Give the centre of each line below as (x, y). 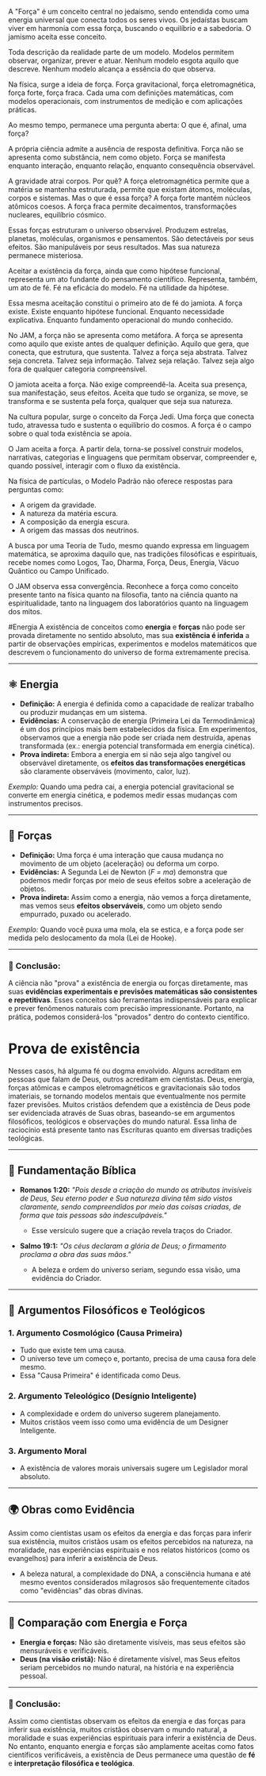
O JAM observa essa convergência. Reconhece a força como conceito (123, 586)
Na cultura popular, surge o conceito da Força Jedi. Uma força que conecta (131, 417)
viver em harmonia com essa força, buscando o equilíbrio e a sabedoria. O (130, 28)
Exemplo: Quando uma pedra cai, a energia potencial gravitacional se (122, 786)
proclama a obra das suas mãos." (75, 1254)
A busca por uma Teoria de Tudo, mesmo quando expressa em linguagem (129, 546)
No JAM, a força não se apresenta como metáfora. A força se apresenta (126, 335)
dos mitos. (25, 611)
